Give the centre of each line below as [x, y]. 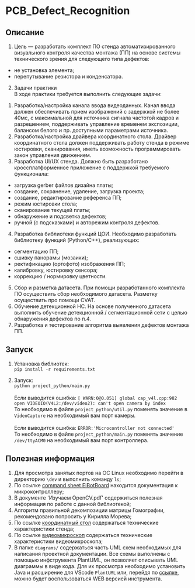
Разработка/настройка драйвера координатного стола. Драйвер [95, 136]
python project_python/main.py [52, 386]
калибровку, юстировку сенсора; [56, 270]
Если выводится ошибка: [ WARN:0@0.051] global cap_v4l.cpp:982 [95, 398]
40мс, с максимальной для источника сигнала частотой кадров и [96, 118]
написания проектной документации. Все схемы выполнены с [92, 553]
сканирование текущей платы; [52, 210]
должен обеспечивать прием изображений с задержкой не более [97, 112]
